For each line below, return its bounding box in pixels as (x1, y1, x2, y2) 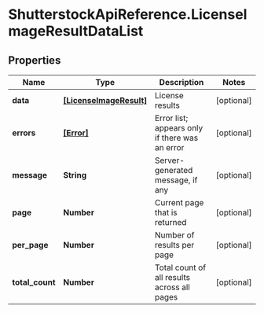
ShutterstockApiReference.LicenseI (8, 6, 247, 24)
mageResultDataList (8, 22, 144, 40)
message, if (154, 175, 198, 186)
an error (154, 142, 185, 153)
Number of (154, 230, 195, 241)
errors (12, 127, 36, 138)
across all (154, 282, 190, 293)
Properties (8, 53, 61, 67)
